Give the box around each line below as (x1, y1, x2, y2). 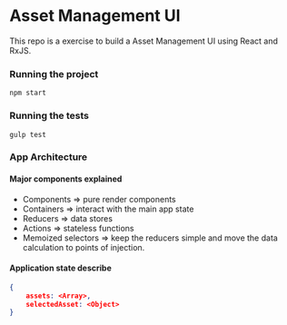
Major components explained (9, 173, 123, 184)
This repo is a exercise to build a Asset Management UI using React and (9, 35, 279, 46)
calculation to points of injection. (22, 241, 145, 252)
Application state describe (9, 262, 112, 273)
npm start (9, 88, 47, 98)
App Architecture (9, 151, 88, 163)
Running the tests (9, 110, 89, 123)
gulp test (9, 130, 47, 139)
